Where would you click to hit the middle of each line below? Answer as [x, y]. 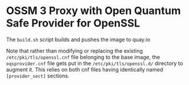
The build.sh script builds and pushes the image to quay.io [78, 39]
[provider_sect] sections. [38, 76]
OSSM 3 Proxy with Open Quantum [94, 11]
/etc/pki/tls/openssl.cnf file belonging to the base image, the [83, 57]
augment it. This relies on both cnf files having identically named [85, 69]
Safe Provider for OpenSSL [73, 23]
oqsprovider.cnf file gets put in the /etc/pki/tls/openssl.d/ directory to [94, 63]
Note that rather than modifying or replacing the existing [74, 50]
